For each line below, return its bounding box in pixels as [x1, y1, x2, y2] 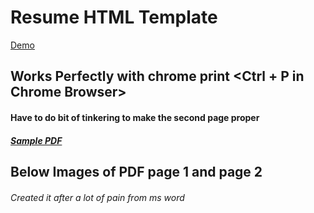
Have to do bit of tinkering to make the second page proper [10, 111, 260, 123]
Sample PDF [10, 134, 63, 146]
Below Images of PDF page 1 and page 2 [10, 163, 263, 180]
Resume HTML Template [10, 6, 218, 29]
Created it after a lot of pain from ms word [10, 191, 185, 203]
